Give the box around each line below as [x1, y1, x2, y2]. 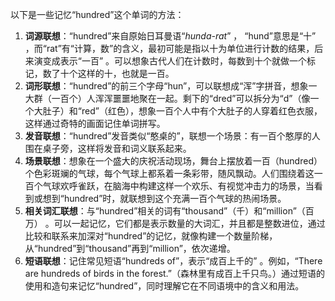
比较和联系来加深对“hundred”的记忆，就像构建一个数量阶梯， [24, 230, 278, 242]
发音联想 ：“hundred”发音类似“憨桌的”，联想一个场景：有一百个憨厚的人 [24, 130, 321, 142]
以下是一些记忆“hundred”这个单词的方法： [10, 9, 185, 20]
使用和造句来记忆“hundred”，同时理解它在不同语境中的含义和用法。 [24, 280, 305, 292]
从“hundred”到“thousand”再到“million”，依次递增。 [24, 243, 236, 254]
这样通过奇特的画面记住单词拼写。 [24, 118, 166, 129]
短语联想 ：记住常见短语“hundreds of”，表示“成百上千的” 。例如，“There [24, 255, 323, 267]
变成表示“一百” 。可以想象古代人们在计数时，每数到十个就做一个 [42, 55, 308, 67]
